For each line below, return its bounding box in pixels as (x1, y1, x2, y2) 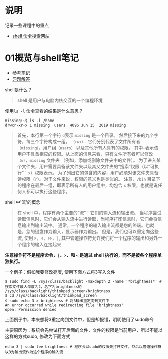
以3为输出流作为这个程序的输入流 (5, 349, 63, 354)
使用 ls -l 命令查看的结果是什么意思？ (5, 108, 83, 114)
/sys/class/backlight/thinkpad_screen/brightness (5, 288, 111, 294)
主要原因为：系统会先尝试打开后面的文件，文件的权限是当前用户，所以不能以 (5, 327, 163, 333)
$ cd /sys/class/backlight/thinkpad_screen (5, 293, 97, 298)
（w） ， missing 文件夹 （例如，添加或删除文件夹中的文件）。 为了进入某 (17, 157, 161, 163)
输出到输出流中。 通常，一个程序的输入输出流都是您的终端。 (21, 222, 146, 228)
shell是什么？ (5, 86, 32, 93)
